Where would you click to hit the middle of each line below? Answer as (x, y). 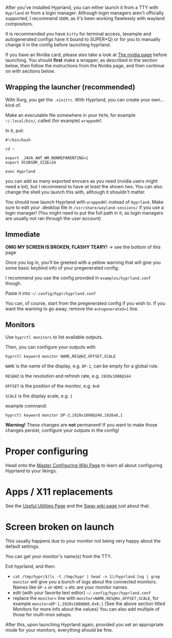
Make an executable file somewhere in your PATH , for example (71, 115)
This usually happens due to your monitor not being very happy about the (83, 541)
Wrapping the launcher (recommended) (70, 87)
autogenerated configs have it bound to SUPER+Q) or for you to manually (83, 39)
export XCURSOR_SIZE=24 (31, 162)
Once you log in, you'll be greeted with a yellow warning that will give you (83, 262)
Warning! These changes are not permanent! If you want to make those (81, 425)
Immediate (23, 234)
